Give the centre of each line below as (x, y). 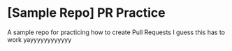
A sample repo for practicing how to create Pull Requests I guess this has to (116, 32)
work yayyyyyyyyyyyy (39, 39)
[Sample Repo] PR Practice (86, 13)
